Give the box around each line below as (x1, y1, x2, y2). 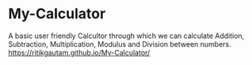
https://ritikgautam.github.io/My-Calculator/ (8, 48, 151, 57)
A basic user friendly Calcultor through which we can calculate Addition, (8, 31, 245, 40)
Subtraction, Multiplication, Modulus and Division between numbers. (8, 39, 231, 48)
